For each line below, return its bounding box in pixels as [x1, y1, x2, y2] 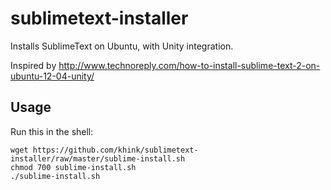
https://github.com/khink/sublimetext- [32, 145, 199, 155]
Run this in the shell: [10, 125, 94, 137]
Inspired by [10, 59, 57, 71]
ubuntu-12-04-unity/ [10, 70, 95, 82]
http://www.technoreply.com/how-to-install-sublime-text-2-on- [58, 59, 321, 71]
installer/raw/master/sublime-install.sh [10, 153, 186, 164]
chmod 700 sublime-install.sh [10, 162, 137, 172]
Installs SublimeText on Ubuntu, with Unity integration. [10, 40, 234, 52]
